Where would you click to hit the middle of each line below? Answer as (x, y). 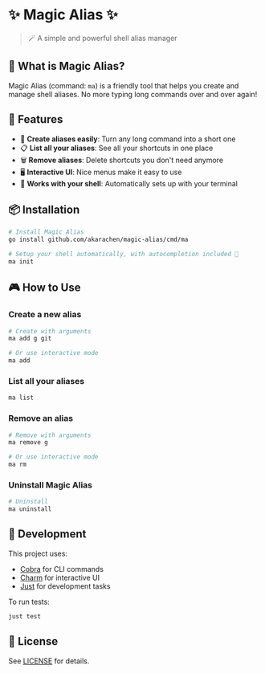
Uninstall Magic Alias (50, 485)
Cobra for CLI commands (62, 569)
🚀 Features (36, 119)
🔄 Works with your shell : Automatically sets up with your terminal (129, 183)
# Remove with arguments (50, 435)
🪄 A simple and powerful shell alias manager (103, 38)
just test (25, 616)
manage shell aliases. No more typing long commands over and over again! (133, 94)
